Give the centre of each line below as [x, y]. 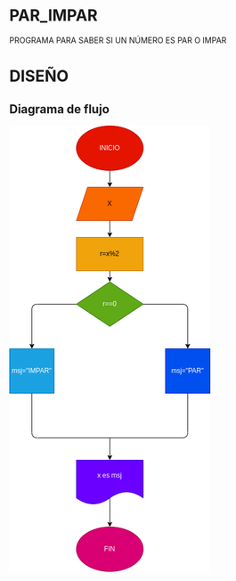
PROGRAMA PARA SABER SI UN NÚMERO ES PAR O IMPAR [118, 40]
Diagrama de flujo [59, 109]
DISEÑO [39, 76]
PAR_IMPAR [53, 16]
